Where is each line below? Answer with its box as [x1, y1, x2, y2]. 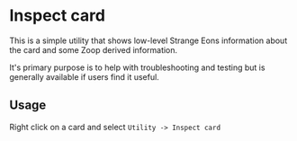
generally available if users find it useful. [9, 71, 159, 82]
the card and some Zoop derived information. [9, 44, 178, 55]
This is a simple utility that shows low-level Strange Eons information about [9, 35, 288, 46]
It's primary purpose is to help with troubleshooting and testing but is [9, 62, 265, 73]
